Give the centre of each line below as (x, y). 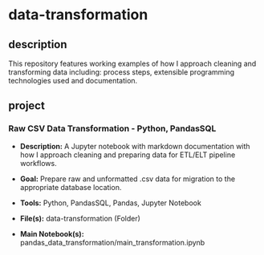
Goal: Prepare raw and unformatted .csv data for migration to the (127, 179)
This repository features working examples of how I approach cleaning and (132, 63)
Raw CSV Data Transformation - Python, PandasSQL (112, 128)
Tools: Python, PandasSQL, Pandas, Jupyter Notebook (111, 203)
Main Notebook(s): (52, 233)
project (27, 106)
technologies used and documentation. (73, 81)
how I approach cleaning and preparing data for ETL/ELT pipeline (128, 155)
